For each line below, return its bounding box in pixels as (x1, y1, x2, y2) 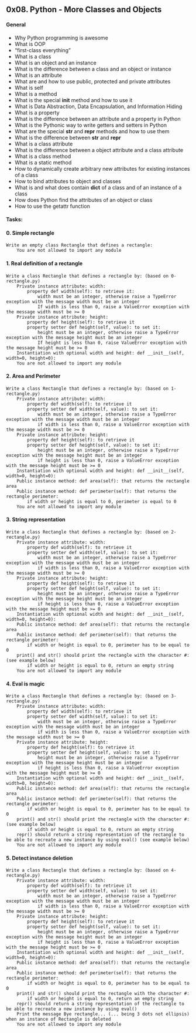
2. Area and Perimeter (6, 373, 61, 380)
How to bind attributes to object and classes (14, 177, 121, 184)
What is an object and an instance (14, 59, 97, 66)
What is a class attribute (14, 140, 73, 147)
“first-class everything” (14, 46, 71, 53)
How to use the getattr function (14, 202, 91, 210)
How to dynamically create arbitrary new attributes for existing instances (14, 165, 190, 172)
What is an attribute (14, 72, 63, 79)
